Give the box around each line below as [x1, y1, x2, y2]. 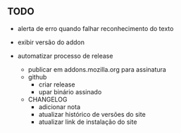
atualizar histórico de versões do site [38, 110, 146, 118]
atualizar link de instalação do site [38, 118, 137, 126]
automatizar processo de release [17, 51, 113, 60]
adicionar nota [38, 102, 81, 111]
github [27, 72, 47, 81]
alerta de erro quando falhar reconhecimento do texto [17, 24, 174, 32]
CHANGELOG [27, 95, 68, 103]
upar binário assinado [38, 87, 102, 96]
